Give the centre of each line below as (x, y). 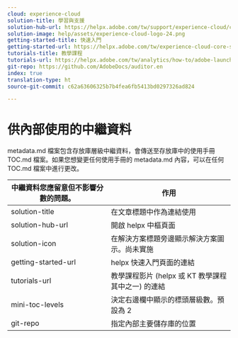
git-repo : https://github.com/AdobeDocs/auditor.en (85, 67)
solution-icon (34, 244)
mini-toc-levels (37, 305)
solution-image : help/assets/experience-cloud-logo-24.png (96, 34)
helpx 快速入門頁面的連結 (153, 263)
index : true (25, 73)
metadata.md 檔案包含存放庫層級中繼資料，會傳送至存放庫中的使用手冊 (111, 151)
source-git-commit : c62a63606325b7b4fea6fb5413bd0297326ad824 (101, 86)
